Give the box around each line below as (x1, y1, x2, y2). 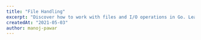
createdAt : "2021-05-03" (6, 19, 68, 25)
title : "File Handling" (6, 8, 66, 15)
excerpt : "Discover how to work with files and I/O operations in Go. (6, 14, 186, 20)
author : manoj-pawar (6, 25, 58, 31)
